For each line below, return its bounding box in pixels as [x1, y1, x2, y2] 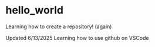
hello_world [5, 4, 64, 17]
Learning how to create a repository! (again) [5, 23, 112, 30]
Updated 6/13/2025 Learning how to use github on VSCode [5, 34, 149, 41]
